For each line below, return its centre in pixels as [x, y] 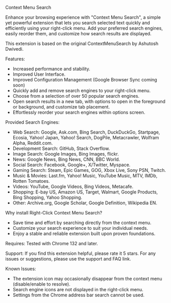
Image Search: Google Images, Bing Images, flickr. [66, 154]
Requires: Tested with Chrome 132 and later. [52, 243]
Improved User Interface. [39, 74]
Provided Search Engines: [32, 122]
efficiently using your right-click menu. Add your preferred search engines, [84, 28]
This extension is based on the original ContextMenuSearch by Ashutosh [82, 44]
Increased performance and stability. [51, 69]
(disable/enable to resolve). [41, 284]
